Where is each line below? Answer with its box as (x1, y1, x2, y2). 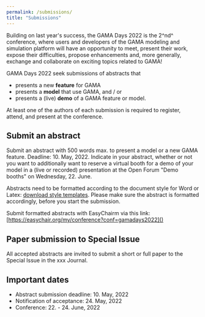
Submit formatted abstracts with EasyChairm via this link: (6, 210, 151, 217)
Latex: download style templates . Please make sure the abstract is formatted (6, 191, 199, 199)
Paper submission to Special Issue (6, 234, 140, 244)
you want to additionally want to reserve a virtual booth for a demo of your (6, 160, 194, 167)
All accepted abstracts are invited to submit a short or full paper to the (6, 250, 184, 258)
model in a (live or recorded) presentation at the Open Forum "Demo (6, 166, 179, 174)
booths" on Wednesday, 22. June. (6, 173, 92, 180)
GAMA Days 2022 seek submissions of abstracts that (6, 69, 141, 77)
